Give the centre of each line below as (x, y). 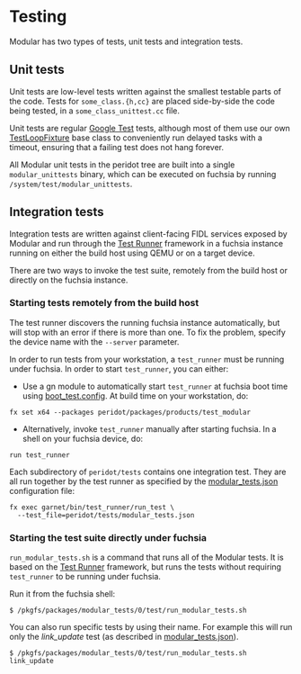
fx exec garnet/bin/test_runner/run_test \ (92, 507)
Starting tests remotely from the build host (104, 303)
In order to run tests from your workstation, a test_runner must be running (147, 359)
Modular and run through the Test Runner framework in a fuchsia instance (146, 243)
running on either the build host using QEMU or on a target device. (133, 253)
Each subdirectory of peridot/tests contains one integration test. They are (148, 472)
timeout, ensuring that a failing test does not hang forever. (117, 147)
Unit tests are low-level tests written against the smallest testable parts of (145, 91)
